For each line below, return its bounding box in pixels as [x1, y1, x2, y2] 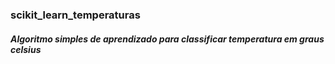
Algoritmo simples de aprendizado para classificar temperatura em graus [10, 33, 325, 45]
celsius [10, 43, 42, 55]
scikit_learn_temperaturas [10, 8, 141, 22]
